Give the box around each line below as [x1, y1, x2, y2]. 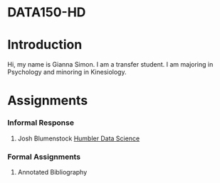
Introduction [7, 37, 83, 53]
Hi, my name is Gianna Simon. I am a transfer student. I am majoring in [7, 60, 214, 69]
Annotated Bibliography [17, 167, 88, 176]
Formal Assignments [7, 152, 80, 162]
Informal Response [7, 118, 75, 128]
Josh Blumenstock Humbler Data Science [17, 134, 140, 143]
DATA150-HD [7, 4, 86, 21]
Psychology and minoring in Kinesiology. [7, 68, 127, 77]
